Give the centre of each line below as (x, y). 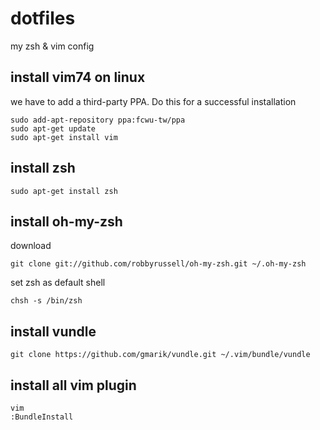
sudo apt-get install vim (64, 137)
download (31, 246)
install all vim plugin (73, 385)
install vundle (53, 331)
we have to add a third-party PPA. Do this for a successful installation (153, 101)
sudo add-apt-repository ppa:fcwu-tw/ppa (98, 120)
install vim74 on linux (78, 77)
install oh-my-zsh (66, 221)
